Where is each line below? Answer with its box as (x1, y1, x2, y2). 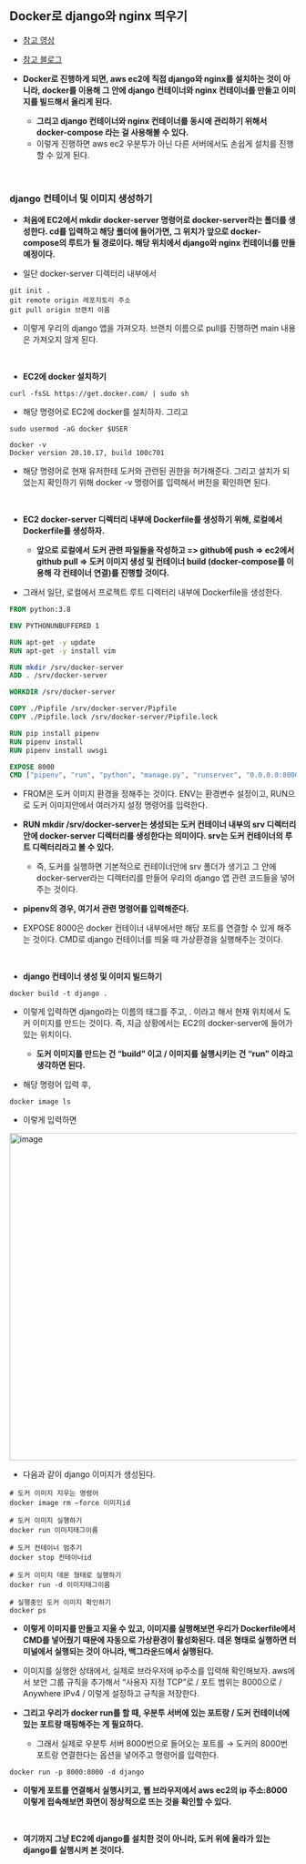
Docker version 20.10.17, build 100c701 (9, 449, 166, 458)
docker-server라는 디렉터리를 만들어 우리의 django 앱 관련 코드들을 (36, 872, 279, 883)
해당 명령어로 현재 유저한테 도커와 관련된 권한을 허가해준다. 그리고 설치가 (22, 465, 280, 476)
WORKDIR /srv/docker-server (9, 688, 117, 697)
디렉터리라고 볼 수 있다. (31, 841, 115, 853)
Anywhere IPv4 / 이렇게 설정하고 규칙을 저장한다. (22, 1688, 200, 1699)
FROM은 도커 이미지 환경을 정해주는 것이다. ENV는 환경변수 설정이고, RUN (22, 789, 289, 800)
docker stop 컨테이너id (9, 1553, 92, 1563)
